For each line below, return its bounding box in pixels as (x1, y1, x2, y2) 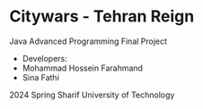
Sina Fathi (22, 71, 60, 82)
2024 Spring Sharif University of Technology (9, 89, 175, 100)
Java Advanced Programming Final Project (9, 36, 168, 46)
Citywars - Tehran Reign (9, 6, 195, 27)
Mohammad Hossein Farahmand (22, 63, 144, 73)
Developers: (22, 53, 67, 63)
